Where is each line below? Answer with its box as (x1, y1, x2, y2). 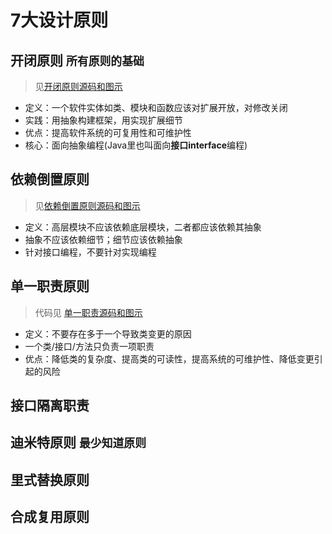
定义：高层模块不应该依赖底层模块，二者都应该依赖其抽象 (24, 221, 262, 233)
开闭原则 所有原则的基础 (10, 52, 145, 69)
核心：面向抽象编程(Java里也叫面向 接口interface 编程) (24, 139, 248, 151)
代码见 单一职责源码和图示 (34, 306, 143, 318)
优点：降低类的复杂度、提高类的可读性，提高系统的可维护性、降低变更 (24, 352, 315, 365)
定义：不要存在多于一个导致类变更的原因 (24, 327, 192, 340)
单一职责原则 (10, 278, 90, 295)
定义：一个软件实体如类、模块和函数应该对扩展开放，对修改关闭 (24, 102, 288, 113)
